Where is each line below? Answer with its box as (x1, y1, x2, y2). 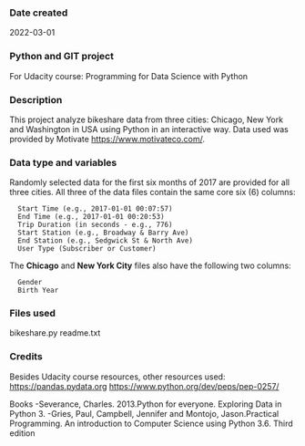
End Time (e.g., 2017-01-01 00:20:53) (17, 213, 166, 222)
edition (9, 427, 36, 439)
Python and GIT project (9, 50, 114, 63)
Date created (9, 6, 68, 19)
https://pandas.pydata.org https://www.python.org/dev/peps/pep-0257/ (9, 380, 280, 391)
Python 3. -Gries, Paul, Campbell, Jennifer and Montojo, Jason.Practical (9, 408, 280, 419)
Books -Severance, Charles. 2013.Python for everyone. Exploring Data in (9, 399, 282, 410)
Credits (9, 350, 43, 363)
